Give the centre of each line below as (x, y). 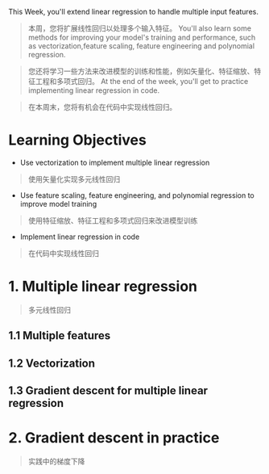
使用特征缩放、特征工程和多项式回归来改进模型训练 (113, 220)
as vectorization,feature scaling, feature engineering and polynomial (141, 46)
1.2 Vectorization (52, 363)
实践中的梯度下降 (56, 461)
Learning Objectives (77, 140)
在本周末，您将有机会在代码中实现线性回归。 (102, 107)
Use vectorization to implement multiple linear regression (115, 162)
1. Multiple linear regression (103, 287)
